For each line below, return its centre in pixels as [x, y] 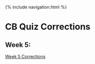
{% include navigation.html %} [36, 7]
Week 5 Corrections [25, 56]
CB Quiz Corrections [48, 27]
